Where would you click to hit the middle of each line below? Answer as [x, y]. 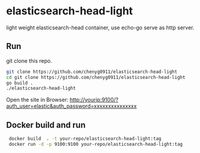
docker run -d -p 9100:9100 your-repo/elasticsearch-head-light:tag [96, 144]
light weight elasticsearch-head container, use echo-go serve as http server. [100, 27]
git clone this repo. [29, 60]
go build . [20, 83]
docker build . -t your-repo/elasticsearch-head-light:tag [85, 139]
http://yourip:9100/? [94, 100]
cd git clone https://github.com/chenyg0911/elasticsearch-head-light [96, 77]
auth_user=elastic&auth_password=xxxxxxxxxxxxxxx [72, 106]
